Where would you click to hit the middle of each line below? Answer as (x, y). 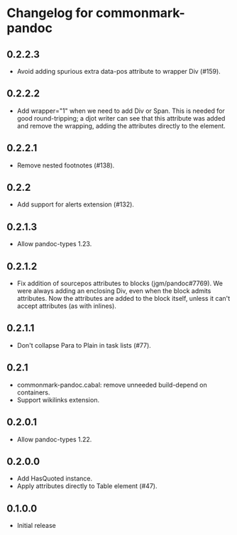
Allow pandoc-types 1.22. (54, 439)
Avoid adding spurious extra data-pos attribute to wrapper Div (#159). (118, 71)
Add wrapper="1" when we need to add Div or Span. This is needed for (121, 111)
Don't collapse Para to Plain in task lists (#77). (84, 345)
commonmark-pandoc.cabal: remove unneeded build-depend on (112, 385)
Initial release (36, 526)
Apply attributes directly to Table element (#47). (87, 486)
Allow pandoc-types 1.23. (54, 244)
